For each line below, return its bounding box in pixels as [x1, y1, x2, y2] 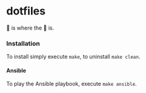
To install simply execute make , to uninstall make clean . [6, 53, 141, 60]
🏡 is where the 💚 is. [6, 24, 55, 31]
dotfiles [6, 4, 46, 18]
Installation [6, 39, 41, 48]
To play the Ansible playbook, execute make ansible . [6, 80, 138, 88]
